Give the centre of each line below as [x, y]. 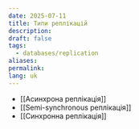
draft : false [30, 38]
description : [30, 31]
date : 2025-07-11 [37, 16]
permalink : [27, 69]
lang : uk [23, 76]
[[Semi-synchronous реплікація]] [76, 107]
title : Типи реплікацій [48, 23]
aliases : [23, 61]
